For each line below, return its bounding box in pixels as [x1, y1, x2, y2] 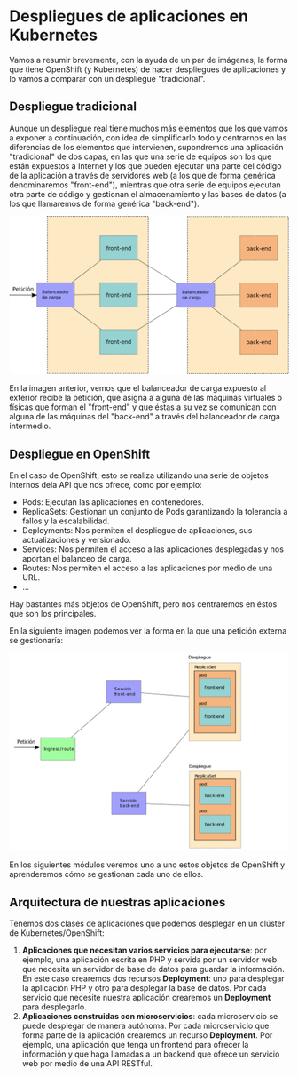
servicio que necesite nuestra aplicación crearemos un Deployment [21, 993, 271, 1003]
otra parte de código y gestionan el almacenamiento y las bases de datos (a [9, 188, 286, 199]
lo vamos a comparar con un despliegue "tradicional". [9, 73, 206, 84]
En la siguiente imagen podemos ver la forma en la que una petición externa [9, 626, 287, 636]
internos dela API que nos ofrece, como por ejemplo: [9, 480, 202, 491]
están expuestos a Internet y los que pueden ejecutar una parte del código [9, 160, 282, 171]
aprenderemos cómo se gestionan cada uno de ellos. [9, 869, 204, 880]
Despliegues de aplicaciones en [9, 6, 249, 27]
